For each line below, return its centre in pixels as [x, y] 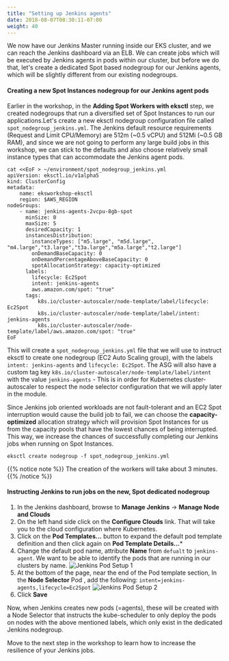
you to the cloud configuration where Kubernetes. [87, 529]
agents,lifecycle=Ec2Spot [54, 588]
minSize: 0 [41, 217]
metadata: [21, 187]
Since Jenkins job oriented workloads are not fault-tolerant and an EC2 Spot [114, 407]
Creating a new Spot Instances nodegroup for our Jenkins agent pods [108, 91]
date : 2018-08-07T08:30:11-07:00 [55, 20]
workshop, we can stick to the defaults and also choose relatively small [107, 149]
